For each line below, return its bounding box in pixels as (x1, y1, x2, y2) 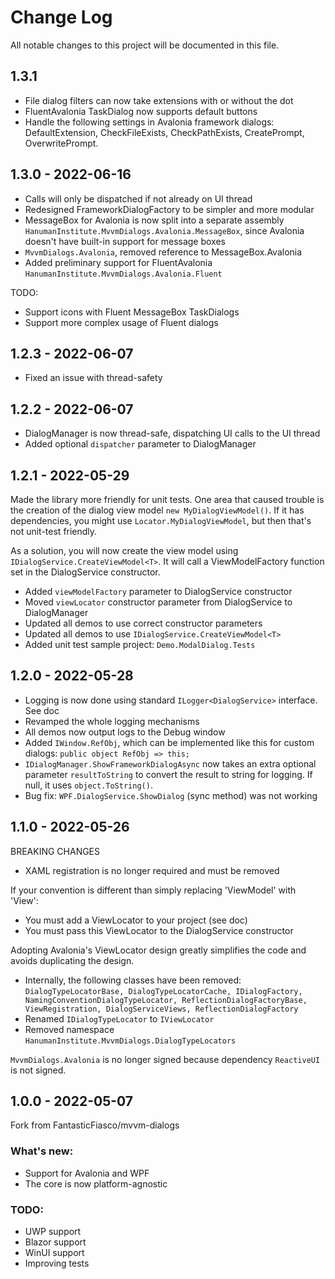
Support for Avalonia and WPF (24, 1167, 150, 1179)
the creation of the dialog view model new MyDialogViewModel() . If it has (10, 504, 305, 516)
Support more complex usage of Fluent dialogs (24, 316, 219, 328)
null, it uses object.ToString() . (24, 779, 153, 791)
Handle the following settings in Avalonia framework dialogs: (24, 116, 275, 128)
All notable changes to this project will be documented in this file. (10, 39, 280, 51)
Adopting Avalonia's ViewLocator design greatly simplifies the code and (10, 944, 307, 956)
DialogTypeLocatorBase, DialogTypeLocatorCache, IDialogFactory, (24, 986, 303, 996)
